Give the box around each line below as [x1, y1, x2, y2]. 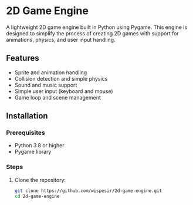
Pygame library [14, 148, 52, 156]
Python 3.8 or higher [14, 142, 65, 149]
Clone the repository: [14, 176, 66, 183]
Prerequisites [6, 128, 45, 137]
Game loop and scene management [14, 94, 101, 101]
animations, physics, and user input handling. [6, 36, 116, 43]
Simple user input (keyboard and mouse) [14, 87, 113, 95]
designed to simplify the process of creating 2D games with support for [6, 29, 179, 37]
